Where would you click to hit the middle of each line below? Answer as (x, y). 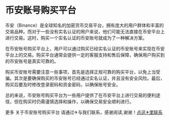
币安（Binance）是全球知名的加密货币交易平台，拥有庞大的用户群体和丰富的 (85, 25)
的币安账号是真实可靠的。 (32, 61)
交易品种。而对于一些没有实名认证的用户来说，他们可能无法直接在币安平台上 (85, 31)
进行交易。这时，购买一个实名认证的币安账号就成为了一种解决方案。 (76, 38)
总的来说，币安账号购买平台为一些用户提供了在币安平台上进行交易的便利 (80, 95)
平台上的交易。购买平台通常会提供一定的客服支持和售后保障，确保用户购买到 (85, 55)
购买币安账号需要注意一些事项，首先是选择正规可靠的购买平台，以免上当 (80, 72)
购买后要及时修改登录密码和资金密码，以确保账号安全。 (63, 84)
